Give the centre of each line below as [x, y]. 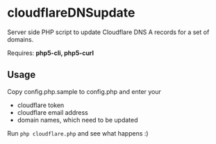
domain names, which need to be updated [77, 120]
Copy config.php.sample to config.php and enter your [84, 91]
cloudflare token [41, 105]
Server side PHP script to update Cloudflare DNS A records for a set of [108, 32]
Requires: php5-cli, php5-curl [51, 53]
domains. [20, 39]
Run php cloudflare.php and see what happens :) [78, 133]
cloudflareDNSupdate [71, 13]
